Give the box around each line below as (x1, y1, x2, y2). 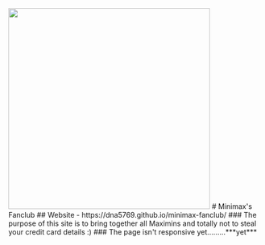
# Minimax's (211, 202, 252, 211)
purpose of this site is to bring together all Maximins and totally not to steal (8, 218, 257, 228)
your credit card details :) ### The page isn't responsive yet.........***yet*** (8, 227, 258, 236)
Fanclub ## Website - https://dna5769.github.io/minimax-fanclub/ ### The (8, 210, 257, 219)
